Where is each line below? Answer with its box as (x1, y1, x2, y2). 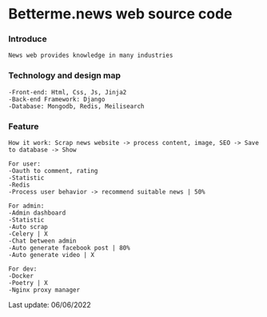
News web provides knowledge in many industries (8, 51, 173, 60)
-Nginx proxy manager (8, 286, 81, 295)
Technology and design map (8, 70, 122, 81)
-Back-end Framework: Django (8, 95, 106, 103)
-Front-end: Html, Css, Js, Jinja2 (8, 88, 127, 96)
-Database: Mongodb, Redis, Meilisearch (8, 102, 145, 110)
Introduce (8, 34, 47, 45)
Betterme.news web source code (8, 5, 233, 23)
